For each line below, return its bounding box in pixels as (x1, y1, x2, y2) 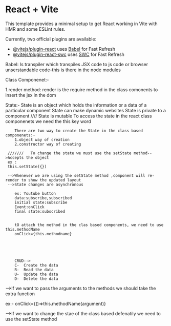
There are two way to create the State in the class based (14, 128, 143, 133)
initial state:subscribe (14, 200, 68, 205)
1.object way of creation (14, 137, 70, 142)
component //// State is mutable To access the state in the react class (5, 113, 152, 119)
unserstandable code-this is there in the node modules (5, 67, 121, 73)
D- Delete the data (14, 276, 58, 281)
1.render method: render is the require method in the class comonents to (5, 86, 158, 93)
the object (26, 155, 50, 160)
